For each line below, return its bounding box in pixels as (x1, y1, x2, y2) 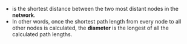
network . (11, 11, 36, 19)
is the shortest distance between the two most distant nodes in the (11, 5, 179, 12)
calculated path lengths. (11, 31, 73, 38)
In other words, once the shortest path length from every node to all (11, 18, 182, 25)
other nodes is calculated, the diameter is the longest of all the (11, 24, 169, 31)
